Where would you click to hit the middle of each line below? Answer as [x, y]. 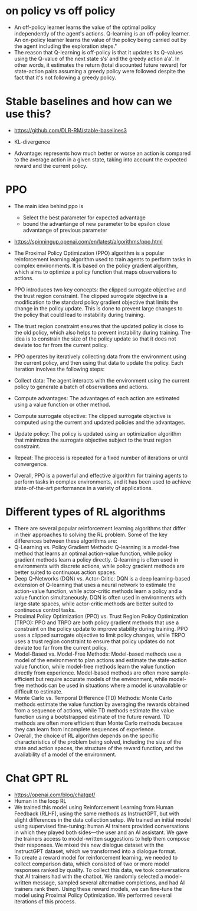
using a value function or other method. [62, 404]
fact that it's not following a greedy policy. [65, 77]
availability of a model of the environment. [65, 754]
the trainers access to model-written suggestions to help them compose [102, 838]
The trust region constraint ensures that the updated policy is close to [99, 326]
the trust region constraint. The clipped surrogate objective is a [91, 296]
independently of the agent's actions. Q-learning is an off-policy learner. [102, 33]
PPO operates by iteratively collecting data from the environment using [100, 356]
